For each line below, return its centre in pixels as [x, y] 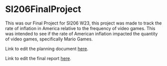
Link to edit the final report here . [38, 58]
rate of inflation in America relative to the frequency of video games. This [80, 28]
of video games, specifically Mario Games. [49, 39]
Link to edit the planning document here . [47, 48]
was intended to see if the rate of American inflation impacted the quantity [82, 33]
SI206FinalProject [43, 9]
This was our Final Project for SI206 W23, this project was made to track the [83, 23]
